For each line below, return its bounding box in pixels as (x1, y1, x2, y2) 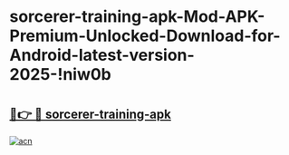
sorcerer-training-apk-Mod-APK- (9, 6, 265, 27)
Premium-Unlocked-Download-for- (9, 25, 281, 46)
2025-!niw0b (9, 64, 111, 85)
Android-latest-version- (9, 45, 195, 65)
